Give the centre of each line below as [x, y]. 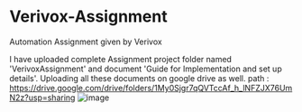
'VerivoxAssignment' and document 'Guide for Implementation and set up [146, 69]
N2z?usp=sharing [42, 98]
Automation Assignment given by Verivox [86, 42]
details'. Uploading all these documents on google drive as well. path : [139, 78]
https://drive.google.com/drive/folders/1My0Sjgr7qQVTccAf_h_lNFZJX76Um [151, 88]
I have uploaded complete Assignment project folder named [121, 59]
